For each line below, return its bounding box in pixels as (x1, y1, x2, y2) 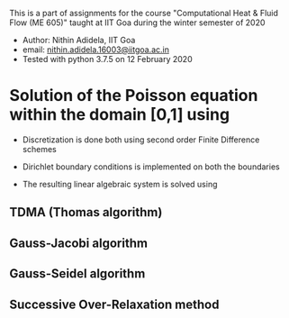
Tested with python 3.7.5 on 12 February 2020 (22, 54, 193, 64)
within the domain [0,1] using (9, 104, 230, 125)
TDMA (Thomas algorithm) (9, 204, 163, 220)
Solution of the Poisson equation (9, 86, 258, 106)
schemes (22, 143, 57, 154)
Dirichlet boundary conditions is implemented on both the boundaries (22, 161, 281, 172)
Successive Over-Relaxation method (9, 296, 220, 312)
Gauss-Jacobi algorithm (9, 235, 149, 250)
